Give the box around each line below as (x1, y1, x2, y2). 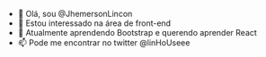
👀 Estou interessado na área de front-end (17, 18, 172, 28)
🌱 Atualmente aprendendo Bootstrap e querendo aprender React (17, 28, 258, 37)
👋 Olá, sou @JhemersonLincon (17, 9, 133, 19)
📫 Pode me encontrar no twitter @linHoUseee (17, 37, 191, 48)
